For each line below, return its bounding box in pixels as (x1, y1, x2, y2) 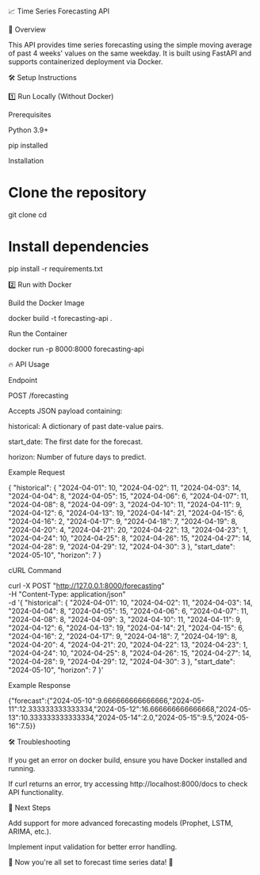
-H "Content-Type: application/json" (8, 589, 126, 598)
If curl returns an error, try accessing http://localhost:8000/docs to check (8, 779, 248, 789)
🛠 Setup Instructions (8, 73, 77, 82)
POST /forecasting (8, 391, 69, 400)
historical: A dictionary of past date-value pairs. (8, 421, 164, 430)
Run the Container (8, 328, 67, 338)
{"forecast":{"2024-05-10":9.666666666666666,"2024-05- (8, 696, 205, 705)
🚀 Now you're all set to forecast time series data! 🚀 (8, 857, 174, 866)
